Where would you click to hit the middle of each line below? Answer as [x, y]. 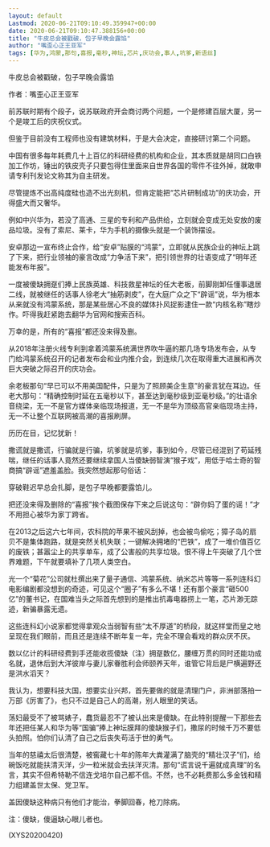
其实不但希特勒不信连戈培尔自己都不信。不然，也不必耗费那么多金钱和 [138, 775]
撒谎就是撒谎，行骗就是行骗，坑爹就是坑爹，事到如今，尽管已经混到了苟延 [131, 450]
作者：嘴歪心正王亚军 [43, 94]
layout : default [35, 16]
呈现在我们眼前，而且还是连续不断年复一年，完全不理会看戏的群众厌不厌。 [131, 636]
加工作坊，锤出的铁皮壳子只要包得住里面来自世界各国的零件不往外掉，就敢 [131, 165]
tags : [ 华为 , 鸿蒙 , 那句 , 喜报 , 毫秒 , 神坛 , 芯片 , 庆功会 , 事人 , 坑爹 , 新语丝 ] [112, 53]
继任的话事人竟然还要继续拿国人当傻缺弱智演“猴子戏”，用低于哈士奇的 [138, 460]
